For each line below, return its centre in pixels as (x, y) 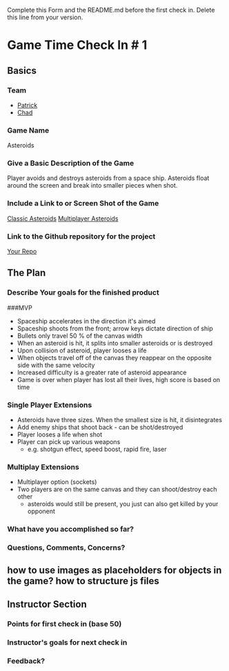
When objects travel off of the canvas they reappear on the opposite (114, 357)
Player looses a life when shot (60, 434)
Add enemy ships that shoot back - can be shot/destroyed (100, 428)
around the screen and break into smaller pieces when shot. (92, 186)
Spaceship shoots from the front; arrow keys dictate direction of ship (115, 328)
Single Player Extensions (50, 405)
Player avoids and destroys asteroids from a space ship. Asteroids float (108, 178)
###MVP (20, 308)
